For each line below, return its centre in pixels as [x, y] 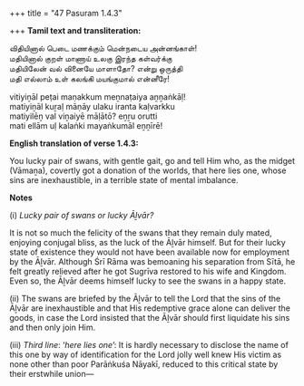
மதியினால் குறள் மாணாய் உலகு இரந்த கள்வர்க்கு [91, 58]
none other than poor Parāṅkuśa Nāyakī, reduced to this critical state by [144, 364]
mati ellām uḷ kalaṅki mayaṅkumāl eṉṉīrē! [86, 125]
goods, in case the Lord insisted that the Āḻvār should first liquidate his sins [150, 318]
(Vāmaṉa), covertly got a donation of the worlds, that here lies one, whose [148, 170]
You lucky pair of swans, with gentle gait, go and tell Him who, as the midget [152, 161]
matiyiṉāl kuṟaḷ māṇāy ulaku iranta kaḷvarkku [92, 106]
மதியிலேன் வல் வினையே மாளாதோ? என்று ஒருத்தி [96, 68]
